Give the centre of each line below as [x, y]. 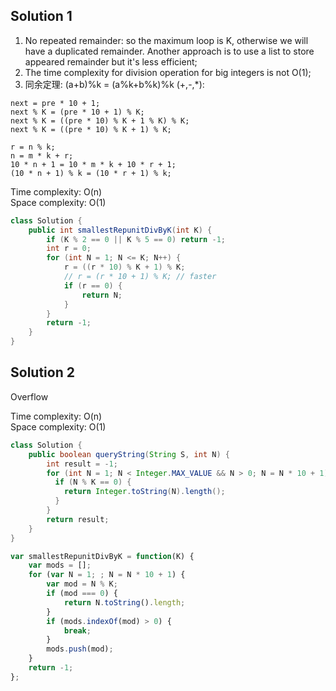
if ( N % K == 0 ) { [93, 482]
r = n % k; [33, 147]
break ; [77, 630]
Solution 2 [42, 372]
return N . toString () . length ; [124, 602]
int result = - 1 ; [82, 464]
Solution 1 [41, 16]
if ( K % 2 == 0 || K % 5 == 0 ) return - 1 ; [136, 239]
